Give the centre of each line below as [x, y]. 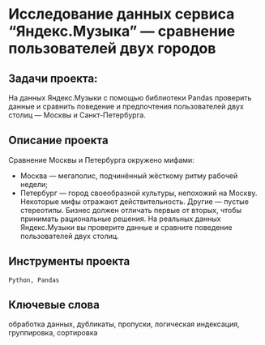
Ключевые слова [54, 305]
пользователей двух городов [112, 49]
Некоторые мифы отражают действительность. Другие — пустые [135, 201]
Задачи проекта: [53, 78]
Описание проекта [58, 141]
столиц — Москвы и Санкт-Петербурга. [77, 115]
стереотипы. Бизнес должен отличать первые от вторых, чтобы [130, 210]
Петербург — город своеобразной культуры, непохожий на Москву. [139, 193]
